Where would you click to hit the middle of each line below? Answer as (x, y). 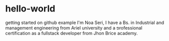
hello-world (30, 9)
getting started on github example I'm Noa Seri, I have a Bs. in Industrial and (85, 22)
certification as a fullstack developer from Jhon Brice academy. (72, 33)
